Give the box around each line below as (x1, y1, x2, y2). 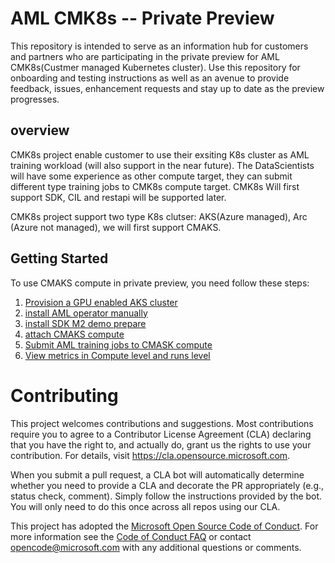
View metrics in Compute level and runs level (24, 349, 211, 361)
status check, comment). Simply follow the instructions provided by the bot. (10, 490, 323, 502)
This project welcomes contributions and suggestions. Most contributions (10, 417, 314, 429)
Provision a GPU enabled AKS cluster (24, 296, 178, 308)
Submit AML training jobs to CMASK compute (24, 338, 213, 351)
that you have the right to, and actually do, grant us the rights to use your (10, 438, 312, 451)
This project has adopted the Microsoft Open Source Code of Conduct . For (10, 520, 319, 532)
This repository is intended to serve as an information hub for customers (10, 40, 309, 52)
